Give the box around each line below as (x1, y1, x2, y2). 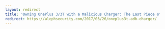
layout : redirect (5, 7, 41, 12)
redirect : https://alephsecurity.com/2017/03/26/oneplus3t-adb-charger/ (5, 16, 157, 21)
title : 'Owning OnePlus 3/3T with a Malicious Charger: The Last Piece (5, 12, 155, 17)
